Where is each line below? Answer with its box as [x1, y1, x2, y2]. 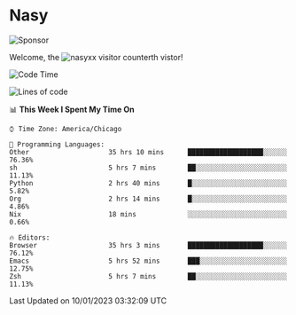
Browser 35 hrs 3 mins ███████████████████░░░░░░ [9, 240, 288, 249]
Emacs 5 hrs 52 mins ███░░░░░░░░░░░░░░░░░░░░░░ [9, 256, 288, 265]
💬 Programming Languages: [9, 139, 105, 149]
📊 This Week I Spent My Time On [9, 104, 135, 114]
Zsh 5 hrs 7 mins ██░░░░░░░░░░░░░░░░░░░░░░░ [9, 272, 288, 280]
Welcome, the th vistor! [9, 51, 183, 62]
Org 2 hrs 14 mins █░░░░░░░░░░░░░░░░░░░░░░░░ [9, 194, 288, 203]
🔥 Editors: [9, 232, 51, 242]
